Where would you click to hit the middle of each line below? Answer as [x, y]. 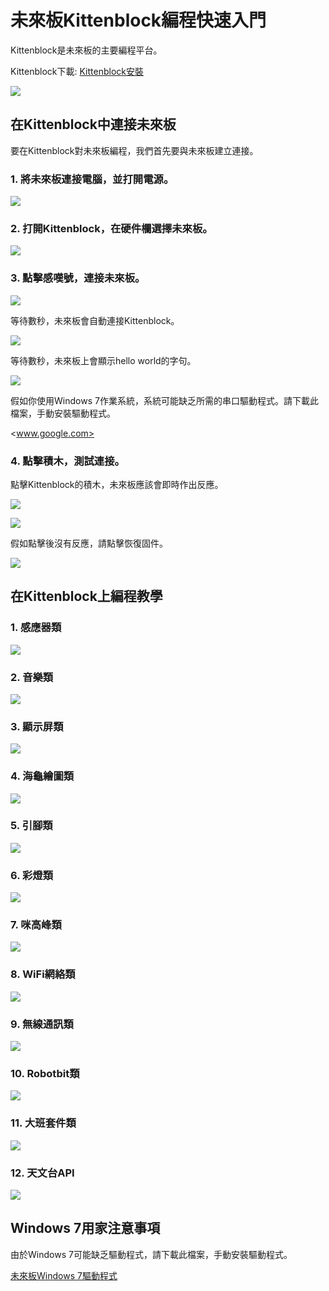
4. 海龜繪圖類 [42, 776]
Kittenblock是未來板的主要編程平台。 [86, 50]
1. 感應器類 [36, 628]
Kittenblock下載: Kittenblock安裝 [77, 71]
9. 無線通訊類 [42, 1024]
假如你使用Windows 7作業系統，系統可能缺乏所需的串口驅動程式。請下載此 [164, 400]
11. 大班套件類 [43, 1123]
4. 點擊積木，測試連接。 [67, 461]
